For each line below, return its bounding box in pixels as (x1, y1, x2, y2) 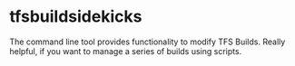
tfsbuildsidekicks (9, 6, 143, 27)
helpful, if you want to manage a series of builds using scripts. (9, 45, 242, 56)
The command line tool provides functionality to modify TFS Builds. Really (9, 36, 286, 47)
